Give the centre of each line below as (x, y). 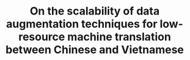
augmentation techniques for (82, 24)
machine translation (119, 37)
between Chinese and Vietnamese (95, 50)
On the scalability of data (95, 11)
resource (42, 37)
